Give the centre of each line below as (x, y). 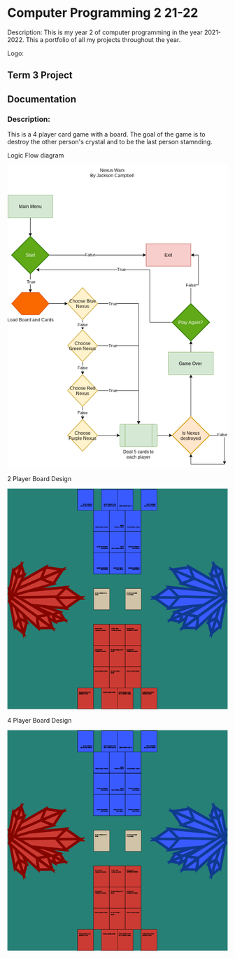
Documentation (42, 99)
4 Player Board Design (40, 721)
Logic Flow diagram (36, 155)
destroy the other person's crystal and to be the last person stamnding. (110, 142)
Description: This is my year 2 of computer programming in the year (105, 32)
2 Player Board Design (40, 479)
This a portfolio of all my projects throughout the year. (103, 39)
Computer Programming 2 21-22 (103, 13)
